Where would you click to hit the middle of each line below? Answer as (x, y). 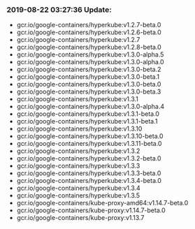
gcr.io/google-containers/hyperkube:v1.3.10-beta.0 (90, 136)
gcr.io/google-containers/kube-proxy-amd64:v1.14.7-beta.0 (102, 203)
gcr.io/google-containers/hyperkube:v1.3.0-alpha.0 (91, 62)
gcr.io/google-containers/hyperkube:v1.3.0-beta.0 (89, 84)
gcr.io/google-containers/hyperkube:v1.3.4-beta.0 (89, 181)
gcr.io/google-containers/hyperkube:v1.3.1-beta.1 (87, 121)
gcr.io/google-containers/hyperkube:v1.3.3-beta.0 (89, 173)
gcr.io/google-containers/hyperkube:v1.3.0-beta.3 (89, 91)
